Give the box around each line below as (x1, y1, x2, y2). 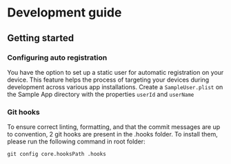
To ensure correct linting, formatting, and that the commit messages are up (7, 123, 221, 131)
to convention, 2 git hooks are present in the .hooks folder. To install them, (7, 130, 219, 139)
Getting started (7, 32, 74, 44)
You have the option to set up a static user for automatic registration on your (7, 68, 224, 76)
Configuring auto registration (7, 53, 108, 62)
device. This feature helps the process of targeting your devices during (7, 75, 210, 84)
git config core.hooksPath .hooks (7, 151, 107, 158)
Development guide (7, 5, 122, 21)
